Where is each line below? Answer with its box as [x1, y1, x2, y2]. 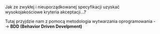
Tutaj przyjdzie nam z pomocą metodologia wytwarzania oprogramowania [5, 19, 153, 24]
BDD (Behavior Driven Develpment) [10, 23, 83, 29]
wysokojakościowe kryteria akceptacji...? [5, 9, 86, 15]
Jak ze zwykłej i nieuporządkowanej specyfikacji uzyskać [5, 4, 120, 10]
